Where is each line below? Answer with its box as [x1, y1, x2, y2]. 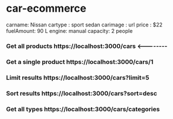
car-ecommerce [6, 2, 87, 15]
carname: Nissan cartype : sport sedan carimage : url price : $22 [6, 21, 163, 28]
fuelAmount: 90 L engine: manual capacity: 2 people [6, 27, 133, 34]
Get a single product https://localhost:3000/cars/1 [6, 57, 154, 66]
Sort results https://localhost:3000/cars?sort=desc [6, 89, 157, 97]
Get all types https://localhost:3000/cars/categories [6, 105, 160, 113]
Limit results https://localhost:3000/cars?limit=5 [6, 73, 150, 81]
